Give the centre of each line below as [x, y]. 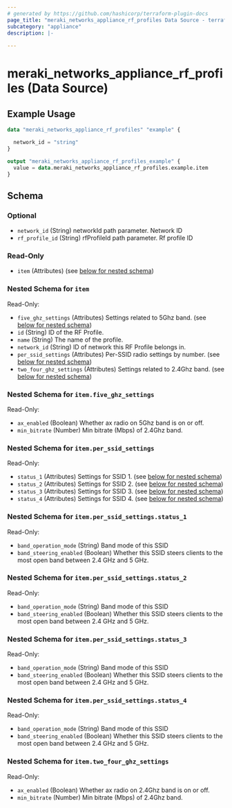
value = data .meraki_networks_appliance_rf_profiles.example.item [111, 168]
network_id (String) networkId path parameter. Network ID [100, 231]
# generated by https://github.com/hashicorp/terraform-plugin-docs [108, 14]
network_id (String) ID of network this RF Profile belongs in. [101, 346]
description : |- [30, 33]
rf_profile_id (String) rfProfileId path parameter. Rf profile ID [105, 238]
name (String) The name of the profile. [70, 340]
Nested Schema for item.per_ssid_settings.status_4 [97, 701]
